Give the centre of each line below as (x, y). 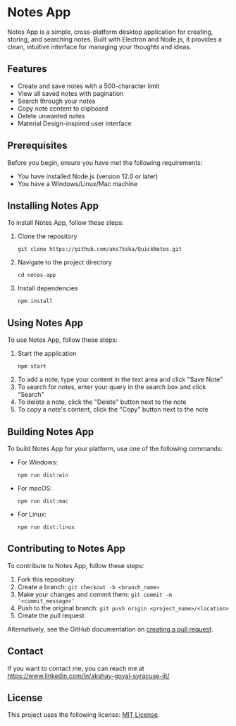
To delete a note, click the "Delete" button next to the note (102, 402)
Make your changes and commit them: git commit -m (95, 594)
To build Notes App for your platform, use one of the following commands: (115, 449)
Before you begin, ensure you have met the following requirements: (105, 162)
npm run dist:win (43, 475)
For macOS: (35, 488)
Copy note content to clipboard (63, 108)
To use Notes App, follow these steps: (62, 340)
